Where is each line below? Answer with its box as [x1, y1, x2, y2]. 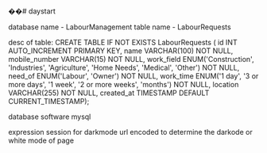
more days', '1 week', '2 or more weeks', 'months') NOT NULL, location [8, 80, 239, 89]
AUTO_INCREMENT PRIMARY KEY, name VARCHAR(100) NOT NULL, [8, 46, 234, 55]
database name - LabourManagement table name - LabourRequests [8, 22, 232, 32]
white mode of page [8, 136, 74, 145]
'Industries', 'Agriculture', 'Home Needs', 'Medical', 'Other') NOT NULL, [8, 63, 240, 72]
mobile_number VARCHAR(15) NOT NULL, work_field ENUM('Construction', [8, 55, 254, 63]
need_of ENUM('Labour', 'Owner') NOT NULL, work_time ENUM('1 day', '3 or [8, 71, 259, 81]
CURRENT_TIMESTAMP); [8, 97, 90, 105]
